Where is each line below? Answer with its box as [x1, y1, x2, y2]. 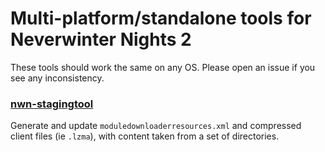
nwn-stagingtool [10, 97, 94, 111]
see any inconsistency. [10, 72, 105, 84]
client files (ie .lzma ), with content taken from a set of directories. [10, 130, 280, 142]
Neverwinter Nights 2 [10, 28, 192, 51]
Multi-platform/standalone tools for [10, 7, 312, 30]
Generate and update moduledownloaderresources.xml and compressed [10, 120, 302, 132]
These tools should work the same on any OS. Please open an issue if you [10, 61, 316, 73]
